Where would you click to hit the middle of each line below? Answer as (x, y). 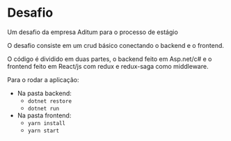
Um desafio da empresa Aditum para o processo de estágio (93, 32)
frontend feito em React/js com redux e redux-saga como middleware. (108, 66)
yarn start (43, 131)
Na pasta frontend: (44, 115)
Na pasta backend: (44, 93)
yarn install (47, 123)
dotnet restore (49, 101)
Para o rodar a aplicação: (43, 80)
